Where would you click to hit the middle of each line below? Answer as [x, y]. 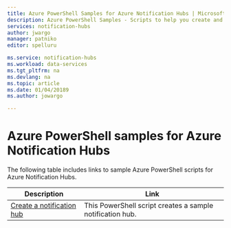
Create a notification [44, 205]
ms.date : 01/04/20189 [38, 90]
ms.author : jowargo [35, 96]
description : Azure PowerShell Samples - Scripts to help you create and [115, 20]
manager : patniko [32, 39]
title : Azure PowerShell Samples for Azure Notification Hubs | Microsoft [117, 13]
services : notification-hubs [49, 26]
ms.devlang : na [29, 77]
